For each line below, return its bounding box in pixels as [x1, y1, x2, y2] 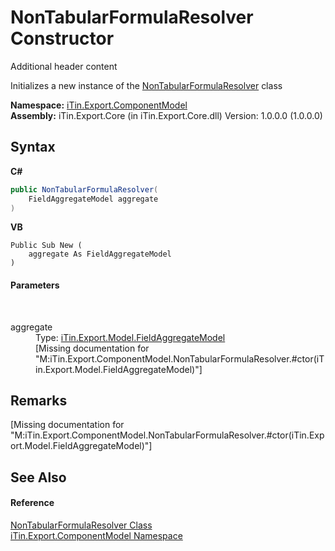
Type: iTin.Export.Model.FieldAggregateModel [35, 331, 226, 343]
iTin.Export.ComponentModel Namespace [10, 529, 183, 541]
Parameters [10, 279, 60, 291]
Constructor [10, 27, 115, 50]
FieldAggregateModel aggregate [28, 194, 159, 204]
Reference [10, 497, 55, 509]
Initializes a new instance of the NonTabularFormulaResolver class [10, 79, 283, 91]
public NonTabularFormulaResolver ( [10, 184, 159, 195]
